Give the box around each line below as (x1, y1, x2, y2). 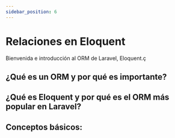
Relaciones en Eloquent (5, 34, 126, 48)
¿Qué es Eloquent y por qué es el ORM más (5, 92, 170, 103)
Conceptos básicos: (5, 122, 82, 132)
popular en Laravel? (5, 101, 82, 112)
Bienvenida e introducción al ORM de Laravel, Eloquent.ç (5, 55, 147, 62)
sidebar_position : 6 (5, 8, 58, 15)
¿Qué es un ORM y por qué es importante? (5, 71, 167, 82)
